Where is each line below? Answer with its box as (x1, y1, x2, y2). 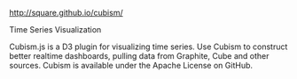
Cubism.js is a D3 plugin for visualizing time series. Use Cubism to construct (9, 41, 288, 52)
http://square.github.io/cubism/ (9, 8, 123, 18)
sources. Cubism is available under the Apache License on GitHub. (9, 61, 254, 70)
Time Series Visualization (9, 25, 102, 34)
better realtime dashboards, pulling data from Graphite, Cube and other (9, 51, 270, 61)
